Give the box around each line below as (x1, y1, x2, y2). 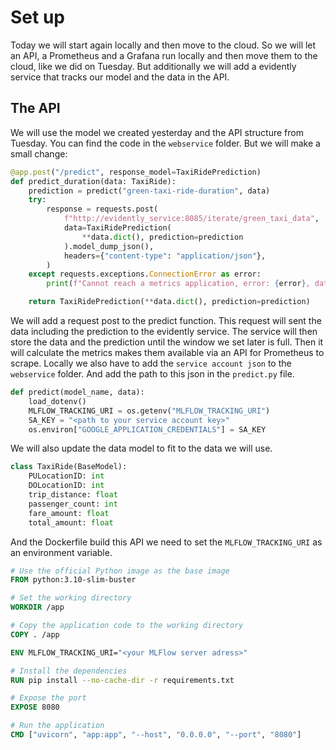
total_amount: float (28, 517, 114, 528)
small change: (10, 147, 68, 160)
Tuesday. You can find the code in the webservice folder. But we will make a (10, 137, 321, 149)
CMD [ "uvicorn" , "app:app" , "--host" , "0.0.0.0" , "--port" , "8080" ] (10, 730, 302, 740)
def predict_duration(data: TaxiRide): (10, 176, 177, 186)
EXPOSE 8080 (10, 702, 60, 713)
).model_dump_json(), (63, 241, 155, 251)
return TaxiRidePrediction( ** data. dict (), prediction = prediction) (28, 297, 311, 307)
